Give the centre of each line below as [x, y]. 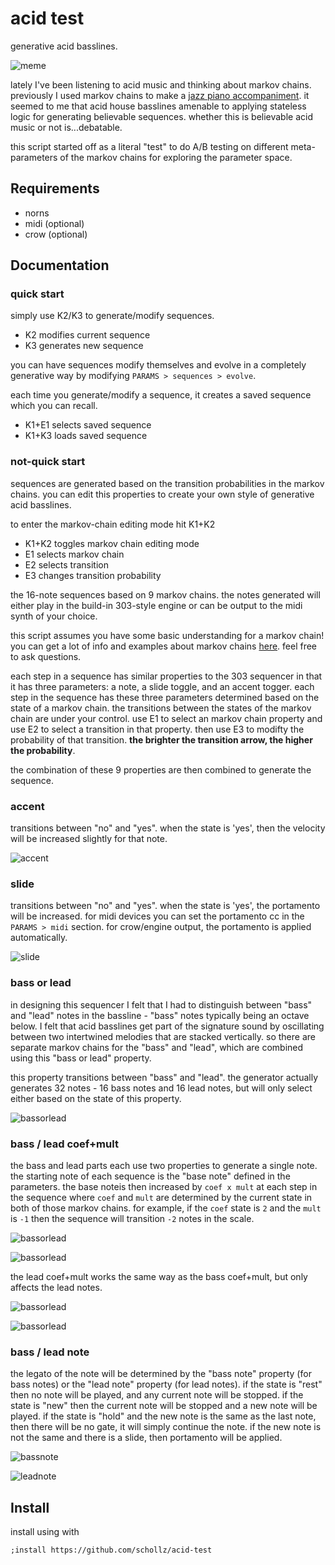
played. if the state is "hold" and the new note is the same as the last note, [163, 1416]
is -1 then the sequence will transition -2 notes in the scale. [132, 1218]
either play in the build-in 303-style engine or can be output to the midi [156, 605]
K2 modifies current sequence [87, 335]
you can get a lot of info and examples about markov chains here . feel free [164, 646]
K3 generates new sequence [84, 346]
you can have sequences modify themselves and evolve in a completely [158, 365]
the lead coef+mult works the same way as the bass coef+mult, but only [159, 1276]
